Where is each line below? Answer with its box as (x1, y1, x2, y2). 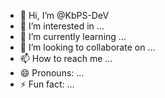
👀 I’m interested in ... (19, 20, 105, 32)
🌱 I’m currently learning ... (19, 31, 127, 42)
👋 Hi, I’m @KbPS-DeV (19, 10, 110, 21)
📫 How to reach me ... (19, 53, 113, 64)
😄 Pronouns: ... (19, 67, 85, 79)
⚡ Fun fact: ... (19, 78, 75, 90)
